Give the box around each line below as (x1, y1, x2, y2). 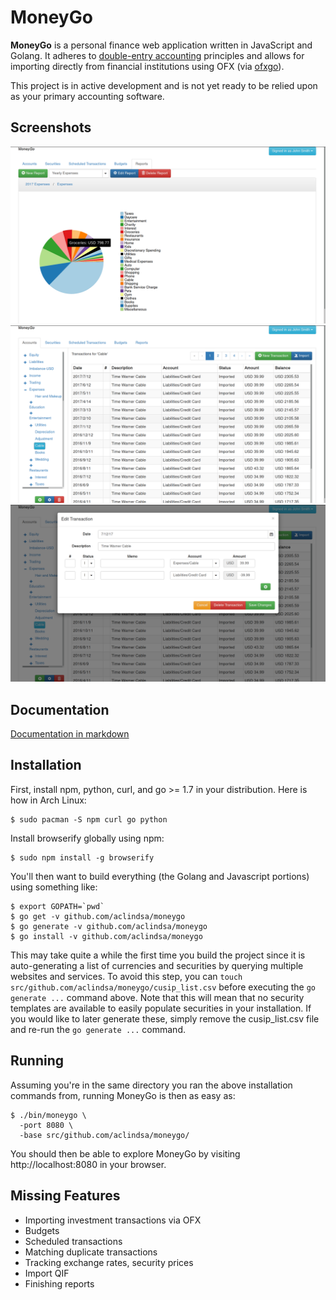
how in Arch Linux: (10, 794, 87, 806)
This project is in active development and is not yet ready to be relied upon (10, 79, 318, 91)
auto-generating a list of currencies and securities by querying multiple (10, 959, 304, 971)
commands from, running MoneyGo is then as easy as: (10, 1089, 236, 1101)
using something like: (10, 881, 98, 893)
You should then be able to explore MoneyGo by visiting (10, 1147, 241, 1160)
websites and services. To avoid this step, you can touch (10, 970, 243, 982)
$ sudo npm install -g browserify (10, 852, 155, 863)
